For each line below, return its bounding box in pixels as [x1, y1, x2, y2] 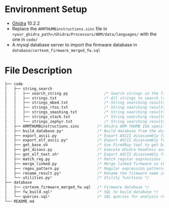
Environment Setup [5, 4, 87, 15]
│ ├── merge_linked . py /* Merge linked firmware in [5, 161, 158, 166]
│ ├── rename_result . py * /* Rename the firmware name [5, 171, 158, 176]
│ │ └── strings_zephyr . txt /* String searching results [5, 119, 165, 124]
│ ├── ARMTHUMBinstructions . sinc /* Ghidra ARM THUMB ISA [5, 124, 150, 129]
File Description [5, 65, 73, 76]
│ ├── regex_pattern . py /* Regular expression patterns [5, 166, 165, 171]
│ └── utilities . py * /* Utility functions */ [5, 175, 150, 180]
